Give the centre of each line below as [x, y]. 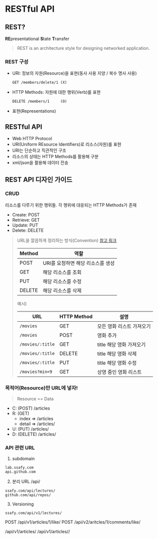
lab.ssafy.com [20, 468]
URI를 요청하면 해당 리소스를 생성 [79, 263]
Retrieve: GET [26, 220]
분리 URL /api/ [26, 481]
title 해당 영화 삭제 [117, 353]
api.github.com [20, 472]
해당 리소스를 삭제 [62, 290]
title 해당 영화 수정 [117, 363]
